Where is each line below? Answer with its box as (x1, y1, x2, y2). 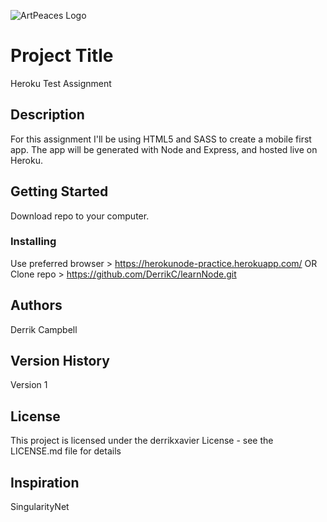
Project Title (10, 45, 114, 67)
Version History (10, 353, 110, 370)
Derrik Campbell (10, 323, 78, 335)
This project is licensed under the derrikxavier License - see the (10, 435, 274, 447)
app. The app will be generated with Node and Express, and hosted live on (10, 143, 318, 155)
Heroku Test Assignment (10, 77, 112, 89)
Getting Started (10, 183, 109, 200)
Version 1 (10, 379, 48, 391)
